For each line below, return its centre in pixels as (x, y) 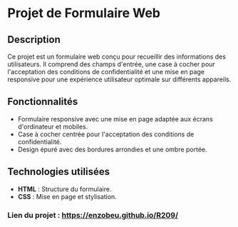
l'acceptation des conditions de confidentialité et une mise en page (106, 72)
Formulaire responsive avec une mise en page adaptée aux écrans (115, 118)
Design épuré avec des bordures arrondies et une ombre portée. (113, 149)
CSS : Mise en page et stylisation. (67, 196)
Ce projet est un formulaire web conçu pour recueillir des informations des (117, 56)
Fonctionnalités (43, 102)
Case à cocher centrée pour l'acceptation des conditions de (106, 134)
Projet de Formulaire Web (84, 13)
